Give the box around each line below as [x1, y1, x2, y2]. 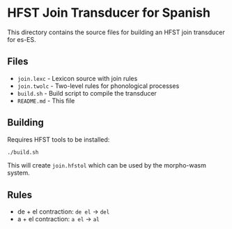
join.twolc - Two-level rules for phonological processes [17, 82, 180, 90]
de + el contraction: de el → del [17, 207, 110, 216]
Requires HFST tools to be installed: [7, 135, 110, 144]
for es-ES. [7, 35, 36, 43]
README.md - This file [17, 96, 75, 105]
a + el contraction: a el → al [17, 215, 100, 223]
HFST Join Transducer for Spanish [7, 5, 211, 21]
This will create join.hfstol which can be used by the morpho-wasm [7, 161, 207, 170]
